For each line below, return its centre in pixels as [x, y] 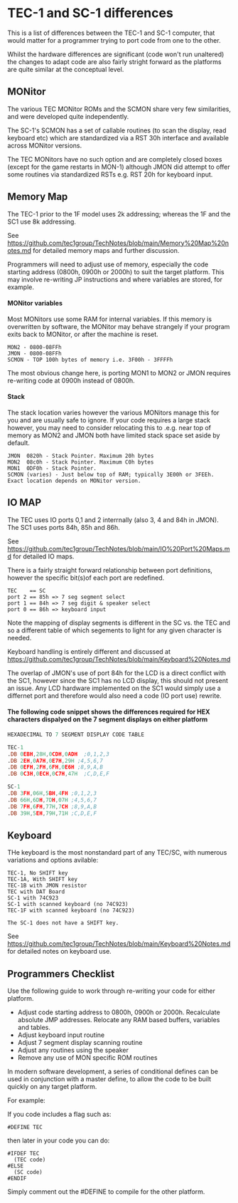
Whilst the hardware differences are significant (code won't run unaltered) [116, 54]
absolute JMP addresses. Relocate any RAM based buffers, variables [119, 1020]
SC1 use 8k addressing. [42, 222]
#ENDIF [17, 1179]
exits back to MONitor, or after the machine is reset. [83, 334]
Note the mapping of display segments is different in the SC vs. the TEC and [119, 623]
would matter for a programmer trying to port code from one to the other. [114, 40]
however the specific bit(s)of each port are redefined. [86, 578]
